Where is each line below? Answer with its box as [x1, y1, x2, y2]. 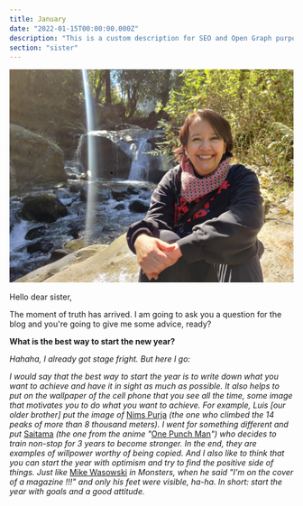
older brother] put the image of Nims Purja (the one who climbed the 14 [9, 409, 275, 420]
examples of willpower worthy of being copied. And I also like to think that [9, 447, 285, 459]
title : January [9, 14, 67, 23]
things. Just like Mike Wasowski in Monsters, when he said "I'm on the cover [9, 467, 294, 478]
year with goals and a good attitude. [9, 486, 145, 497]
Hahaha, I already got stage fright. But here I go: [9, 354, 191, 364]
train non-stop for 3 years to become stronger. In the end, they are [9, 438, 257, 449]
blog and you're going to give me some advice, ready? [9, 318, 212, 329]
